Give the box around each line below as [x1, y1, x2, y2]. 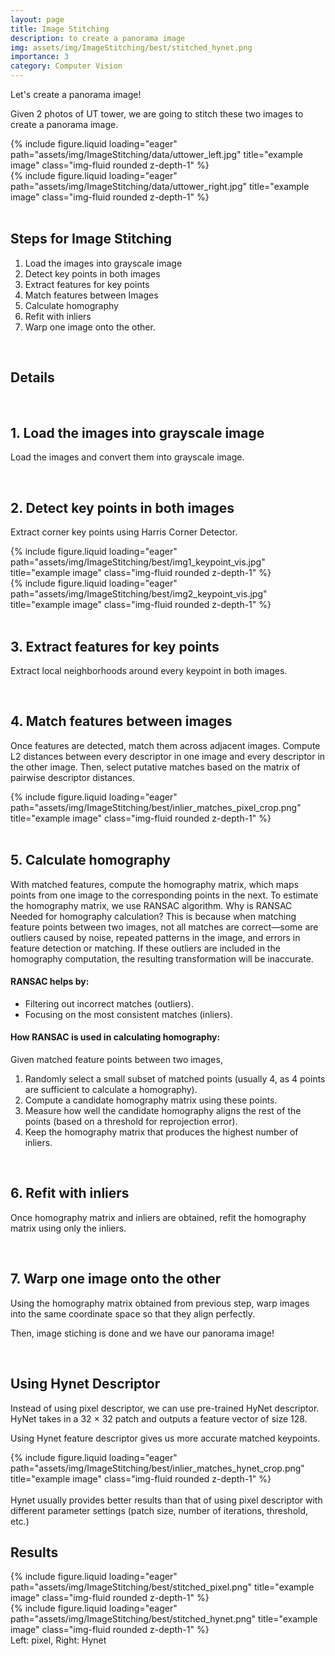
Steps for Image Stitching [10, 231, 173, 248]
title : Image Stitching [10, 24, 110, 34]
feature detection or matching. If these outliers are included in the [10, 942, 281, 954]
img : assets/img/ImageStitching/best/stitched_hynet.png [10, 42, 253, 53]
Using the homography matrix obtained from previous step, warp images [10, 1297, 310, 1309]
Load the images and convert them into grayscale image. [10, 451, 245, 463]
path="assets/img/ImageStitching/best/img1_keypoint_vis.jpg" [10, 556, 266, 568]
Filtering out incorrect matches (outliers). [24, 997, 194, 1010]
